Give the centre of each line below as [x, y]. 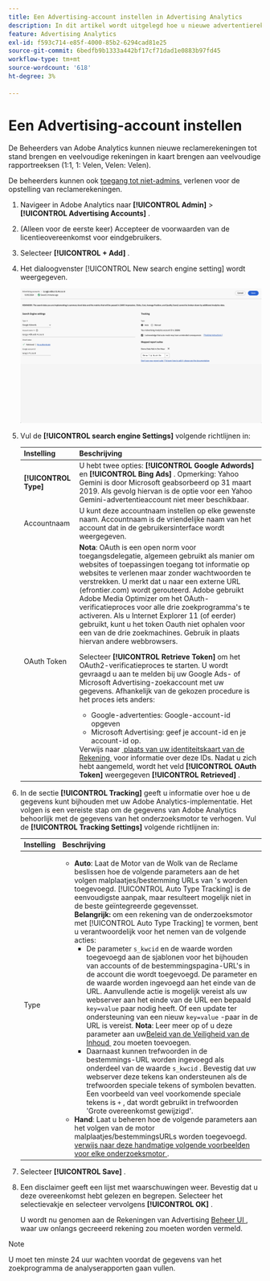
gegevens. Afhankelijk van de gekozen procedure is [165, 691]
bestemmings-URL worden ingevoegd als [155, 1060]
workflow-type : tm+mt [45, 59]
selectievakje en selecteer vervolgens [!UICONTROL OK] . [116, 1204]
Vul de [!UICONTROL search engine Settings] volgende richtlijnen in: [135, 436]
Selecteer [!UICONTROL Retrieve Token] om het [160, 657]
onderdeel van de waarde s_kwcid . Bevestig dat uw [171, 1068]
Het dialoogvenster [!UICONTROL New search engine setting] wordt [133, 268]
